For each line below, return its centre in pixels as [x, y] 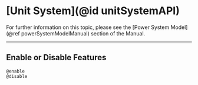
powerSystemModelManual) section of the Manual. [83, 33]
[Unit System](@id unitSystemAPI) [93, 11]
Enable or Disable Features [56, 58]
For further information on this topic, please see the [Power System [88, 27]
